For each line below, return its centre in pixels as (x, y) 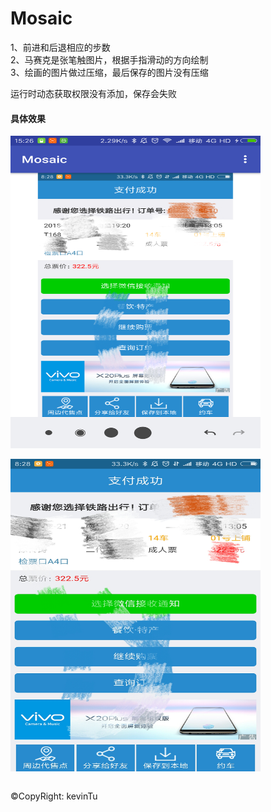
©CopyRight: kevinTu (54, 796)
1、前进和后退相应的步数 (60, 47)
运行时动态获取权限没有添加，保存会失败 (93, 93)
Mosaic (41, 18)
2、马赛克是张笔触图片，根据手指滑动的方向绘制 (109, 59)
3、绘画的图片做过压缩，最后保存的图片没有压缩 (109, 72)
